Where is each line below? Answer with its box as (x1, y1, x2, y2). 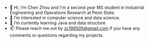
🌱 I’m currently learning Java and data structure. (9, 20, 107, 26)
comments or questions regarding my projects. (9, 32, 104, 38)
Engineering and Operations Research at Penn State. (9, 10, 115, 15)
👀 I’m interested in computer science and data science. (9, 15, 120, 20)
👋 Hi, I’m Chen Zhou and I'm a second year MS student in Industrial (9, 5, 145, 10)
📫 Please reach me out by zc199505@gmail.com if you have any (9, 26, 140, 31)
